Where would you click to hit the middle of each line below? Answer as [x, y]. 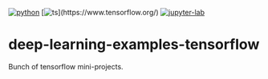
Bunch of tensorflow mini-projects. [66, 66]
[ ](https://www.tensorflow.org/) [100, 12]
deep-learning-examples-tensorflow [134, 45]
